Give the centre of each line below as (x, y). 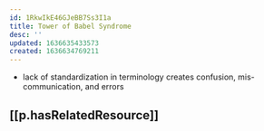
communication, (53, 87)
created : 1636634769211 (54, 51)
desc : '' (26, 34)
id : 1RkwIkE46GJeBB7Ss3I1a (60, 18)
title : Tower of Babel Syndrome (70, 26)
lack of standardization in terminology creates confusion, (129, 77)
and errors (104, 87)
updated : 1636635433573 (54, 43)
